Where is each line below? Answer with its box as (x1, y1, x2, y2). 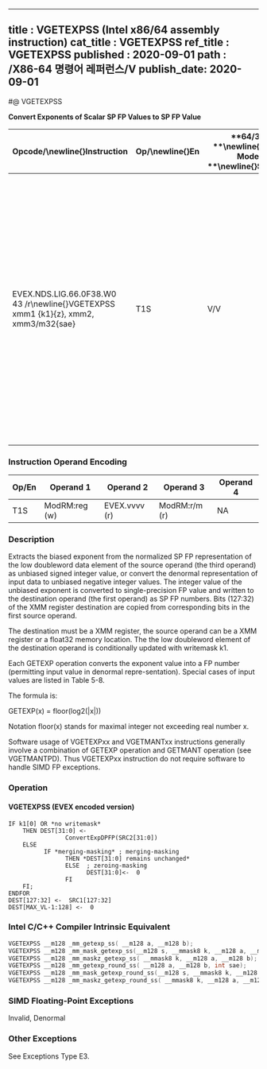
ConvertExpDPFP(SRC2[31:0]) (64, 834, 158, 842)
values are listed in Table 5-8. (8, 676, 105, 685)
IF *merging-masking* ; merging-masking (43, 847, 180, 855)
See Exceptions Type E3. (8, 1051, 90, 1061)
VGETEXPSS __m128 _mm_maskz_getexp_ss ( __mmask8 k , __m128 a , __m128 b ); (8, 955, 258, 962)
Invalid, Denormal (8, 1013, 66, 1023)
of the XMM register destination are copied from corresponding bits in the (8, 602, 250, 612)
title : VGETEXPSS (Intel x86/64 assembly (8, 23, 220, 37)
